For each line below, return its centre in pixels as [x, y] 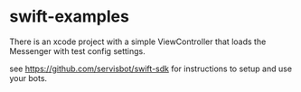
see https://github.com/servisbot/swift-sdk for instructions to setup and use [150, 69]
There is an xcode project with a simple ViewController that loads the [138, 41]
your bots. [28, 78]
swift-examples [69, 17]
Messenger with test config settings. [78, 51]
